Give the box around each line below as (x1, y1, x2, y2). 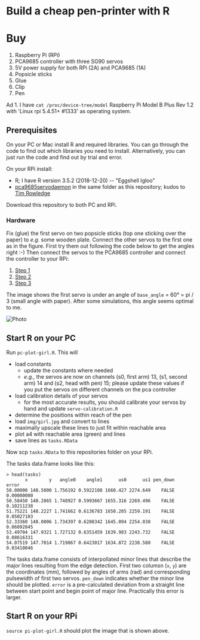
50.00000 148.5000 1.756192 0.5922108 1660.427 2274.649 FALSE (6, 487, 175, 494)
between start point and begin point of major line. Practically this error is (6, 587, 184, 594)
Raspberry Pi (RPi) (14, 52, 60, 59)
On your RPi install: (6, 165, 53, 172)
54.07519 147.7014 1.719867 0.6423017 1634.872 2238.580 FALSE (6, 540, 175, 546)
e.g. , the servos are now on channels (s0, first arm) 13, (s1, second (23, 373, 187, 381)
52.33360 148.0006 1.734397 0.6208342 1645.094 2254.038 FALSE (6, 519, 175, 525)
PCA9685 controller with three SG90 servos (14, 58, 124, 65)
